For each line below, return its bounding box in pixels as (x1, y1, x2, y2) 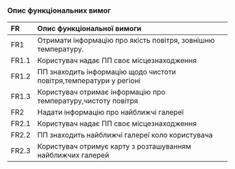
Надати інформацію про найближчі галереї (37, 107, 184, 117)
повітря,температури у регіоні (37, 76, 141, 86)
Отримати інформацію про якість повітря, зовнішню (37, 36, 215, 46)
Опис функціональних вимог (7, 6, 111, 15)
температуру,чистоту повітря (37, 96, 138, 106)
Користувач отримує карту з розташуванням (37, 142, 192, 151)
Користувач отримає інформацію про (37, 87, 166, 97)
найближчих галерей (37, 150, 110, 160)
